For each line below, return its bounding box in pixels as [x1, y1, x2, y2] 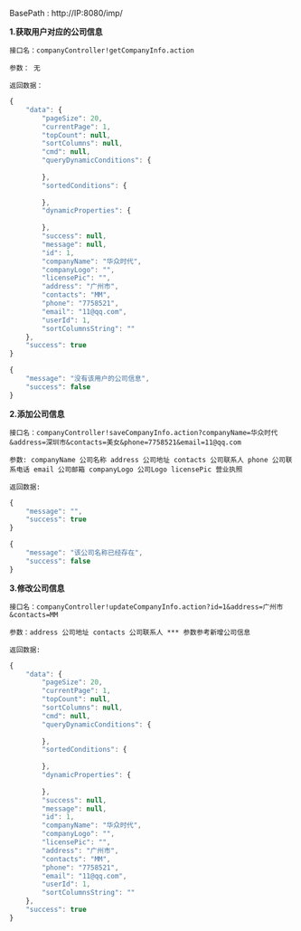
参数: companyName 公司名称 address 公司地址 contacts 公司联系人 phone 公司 [9, 455, 287, 464]
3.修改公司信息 [9, 583, 65, 594]
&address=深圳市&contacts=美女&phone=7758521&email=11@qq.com [9, 438, 242, 447]
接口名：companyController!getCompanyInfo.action [9, 46, 194, 55]
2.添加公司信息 [9, 408, 65, 419]
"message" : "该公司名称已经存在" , [25, 548, 143, 557]
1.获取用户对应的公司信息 [9, 26, 103, 37]
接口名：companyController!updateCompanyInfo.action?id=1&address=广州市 [9, 602, 284, 612]
